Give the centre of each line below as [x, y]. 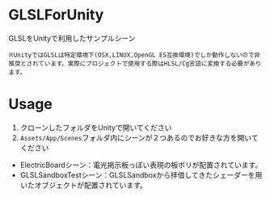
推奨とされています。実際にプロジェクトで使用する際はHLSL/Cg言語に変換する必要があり [135, 63]
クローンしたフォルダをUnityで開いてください [96, 128]
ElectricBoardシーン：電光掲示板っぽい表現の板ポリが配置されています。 [141, 165]
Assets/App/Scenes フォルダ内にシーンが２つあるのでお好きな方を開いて [139, 137]
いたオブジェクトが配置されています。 [83, 185]
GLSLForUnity [56, 15]
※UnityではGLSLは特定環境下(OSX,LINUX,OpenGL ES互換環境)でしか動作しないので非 [135, 55]
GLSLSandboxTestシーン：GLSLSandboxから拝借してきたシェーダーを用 [141, 174]
